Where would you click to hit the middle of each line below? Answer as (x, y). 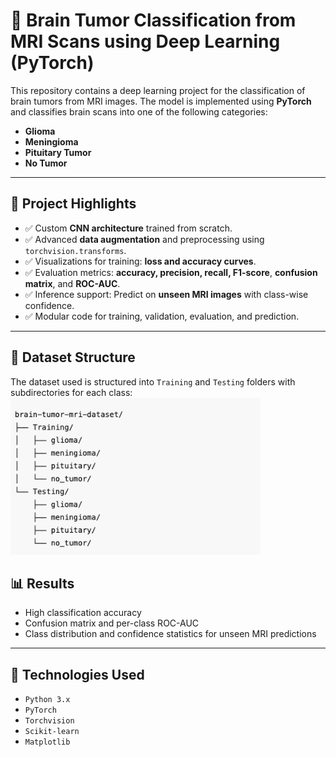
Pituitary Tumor (58, 152)
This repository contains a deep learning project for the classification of (158, 90)
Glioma (40, 131)
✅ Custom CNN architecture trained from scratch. (128, 228)
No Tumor (46, 163)
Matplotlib (47, 742)
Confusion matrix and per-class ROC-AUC (112, 623)
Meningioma (51, 141)
